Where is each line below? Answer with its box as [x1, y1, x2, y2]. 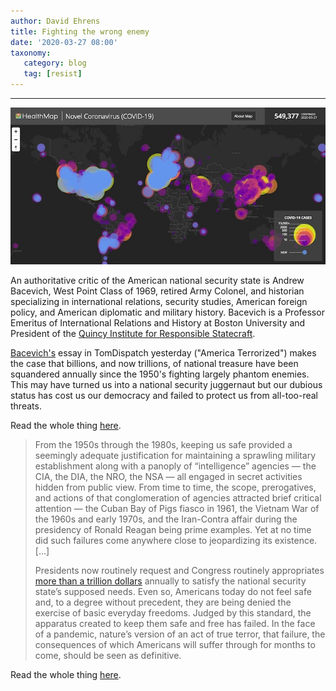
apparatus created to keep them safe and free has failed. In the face [34, 618, 316, 630]
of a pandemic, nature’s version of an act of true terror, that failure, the [34, 628, 326, 640]
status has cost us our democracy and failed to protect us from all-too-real [10, 390, 318, 402]
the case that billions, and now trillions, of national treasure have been [10, 358, 299, 370]
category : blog [23, 58, 87, 69]
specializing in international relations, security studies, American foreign [10, 296, 308, 308]
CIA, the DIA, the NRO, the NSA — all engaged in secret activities [34, 471, 303, 483]
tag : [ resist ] [23, 69, 83, 79]
